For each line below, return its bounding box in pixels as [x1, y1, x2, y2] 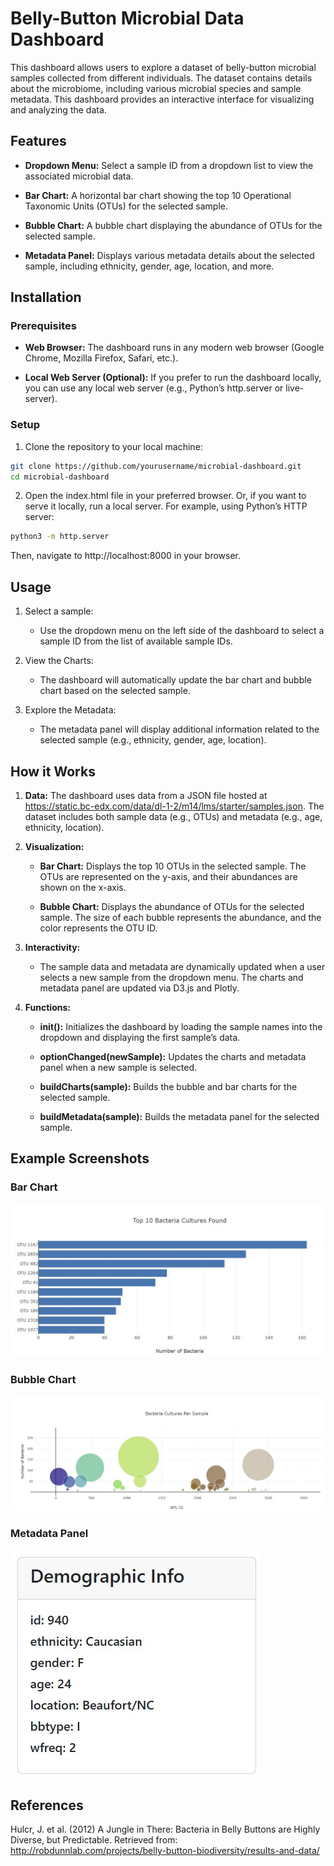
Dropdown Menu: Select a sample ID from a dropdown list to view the [24, 159, 314, 171]
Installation [10, 289, 82, 306]
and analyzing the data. [10, 103, 107, 116]
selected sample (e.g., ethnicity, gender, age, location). [39, 734, 267, 746]
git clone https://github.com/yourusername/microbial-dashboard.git [10, 461, 302, 471]
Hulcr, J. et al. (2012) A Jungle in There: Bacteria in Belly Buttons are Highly [10, 1823, 321, 1836]
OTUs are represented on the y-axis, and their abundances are [39, 870, 298, 882]
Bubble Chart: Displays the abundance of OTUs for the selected [39, 900, 305, 912]
